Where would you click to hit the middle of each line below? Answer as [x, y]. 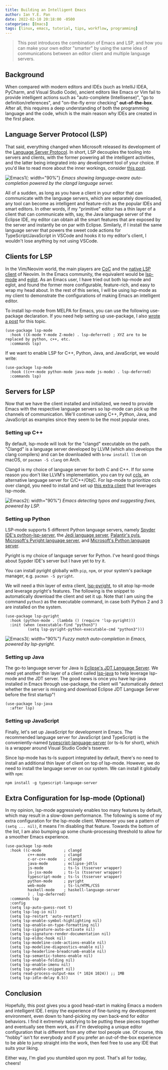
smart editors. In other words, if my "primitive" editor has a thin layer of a [80, 208]
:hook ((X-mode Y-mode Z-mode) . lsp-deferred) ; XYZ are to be [78, 335]
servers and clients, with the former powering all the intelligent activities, [80, 157]
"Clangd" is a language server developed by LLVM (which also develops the [84, 449]
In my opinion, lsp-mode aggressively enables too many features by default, [84, 810]
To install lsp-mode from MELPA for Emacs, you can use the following [77, 310]
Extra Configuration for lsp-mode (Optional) [75, 798]
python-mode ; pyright [56, 881]
